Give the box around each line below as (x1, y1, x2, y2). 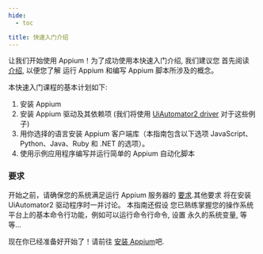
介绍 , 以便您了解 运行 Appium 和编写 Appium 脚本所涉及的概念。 (8, 66, 219, 75)
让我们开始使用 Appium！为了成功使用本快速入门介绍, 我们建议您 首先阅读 (8, 56, 250, 66)
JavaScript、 (210, 129, 253, 138)
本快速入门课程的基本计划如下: (8, 82, 109, 92)
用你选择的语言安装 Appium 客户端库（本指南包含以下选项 (19, 129, 209, 138)
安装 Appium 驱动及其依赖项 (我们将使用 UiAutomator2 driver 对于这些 (19, 109, 250, 119)
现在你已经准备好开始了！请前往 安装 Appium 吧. (8, 237, 165, 246)
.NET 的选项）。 (99, 139, 149, 149)
